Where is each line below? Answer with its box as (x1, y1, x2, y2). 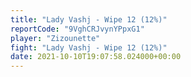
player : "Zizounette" (10, 33, 101, 43)
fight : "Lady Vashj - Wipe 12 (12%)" (10, 42, 168, 53)
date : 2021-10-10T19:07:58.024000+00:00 (10, 52, 182, 62)
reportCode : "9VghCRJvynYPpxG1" (10, 24, 145, 34)
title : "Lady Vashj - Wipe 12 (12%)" (10, 14, 168, 25)
